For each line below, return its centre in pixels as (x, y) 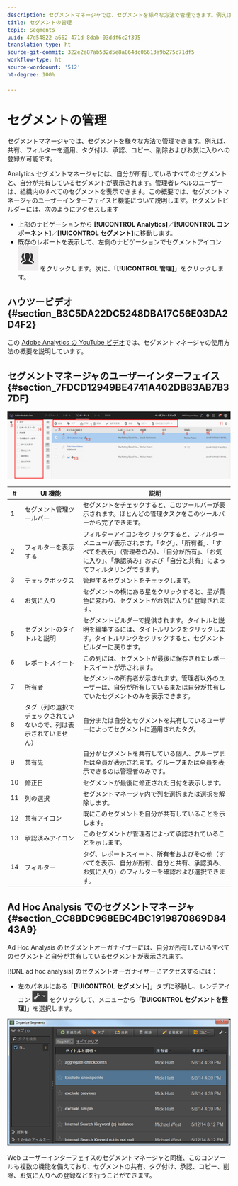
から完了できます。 (117, 523)
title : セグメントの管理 (40, 22)
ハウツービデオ (40, 302)
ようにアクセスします (87, 210)
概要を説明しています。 (53, 351)
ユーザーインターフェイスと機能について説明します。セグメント (130, 200)
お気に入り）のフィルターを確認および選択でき (151, 872)
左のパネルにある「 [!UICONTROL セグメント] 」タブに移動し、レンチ (118, 986)
